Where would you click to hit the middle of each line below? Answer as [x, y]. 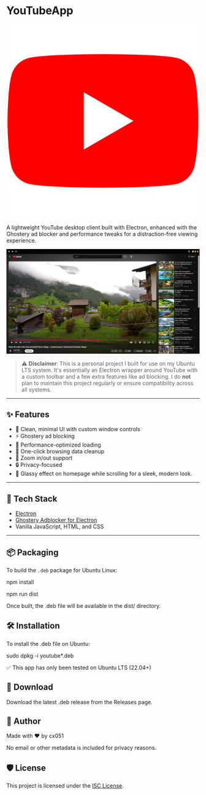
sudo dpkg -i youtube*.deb [40, 655]
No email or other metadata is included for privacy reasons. [81, 748]
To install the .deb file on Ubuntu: [48, 643]
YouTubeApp [40, 11]
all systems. [36, 390]
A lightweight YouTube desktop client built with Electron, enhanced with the [102, 227]
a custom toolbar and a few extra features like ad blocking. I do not [106, 376]
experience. [21, 240]
